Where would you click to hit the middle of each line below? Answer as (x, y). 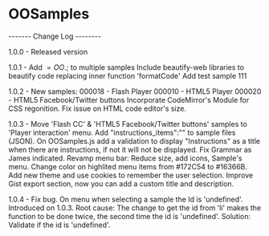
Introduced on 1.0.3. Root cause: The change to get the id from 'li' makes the (135, 208)
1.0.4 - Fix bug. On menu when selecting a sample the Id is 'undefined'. (126, 199)
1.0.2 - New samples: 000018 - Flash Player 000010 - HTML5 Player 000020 (135, 91)
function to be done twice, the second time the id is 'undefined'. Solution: (130, 216)
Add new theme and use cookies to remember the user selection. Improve (131, 175)
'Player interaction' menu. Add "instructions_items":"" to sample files (122, 132)
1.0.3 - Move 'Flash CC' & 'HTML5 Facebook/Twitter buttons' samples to (128, 124)
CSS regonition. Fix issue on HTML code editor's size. (98, 108)
